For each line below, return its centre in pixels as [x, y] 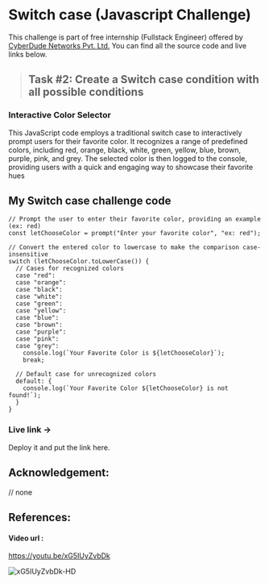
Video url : [26, 538]
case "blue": [37, 318]
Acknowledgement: [59, 473]
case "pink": [37, 339]
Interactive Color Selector [60, 115]
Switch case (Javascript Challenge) [130, 15]
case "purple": [41, 332]
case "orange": [41, 283]
